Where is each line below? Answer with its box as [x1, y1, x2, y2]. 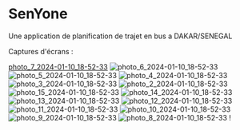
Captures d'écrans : [8, 46, 74, 56]
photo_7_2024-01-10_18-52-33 [8, 61, 108, 72]
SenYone [8, 5, 68, 23]
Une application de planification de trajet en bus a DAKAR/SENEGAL [8, 31, 233, 41]
